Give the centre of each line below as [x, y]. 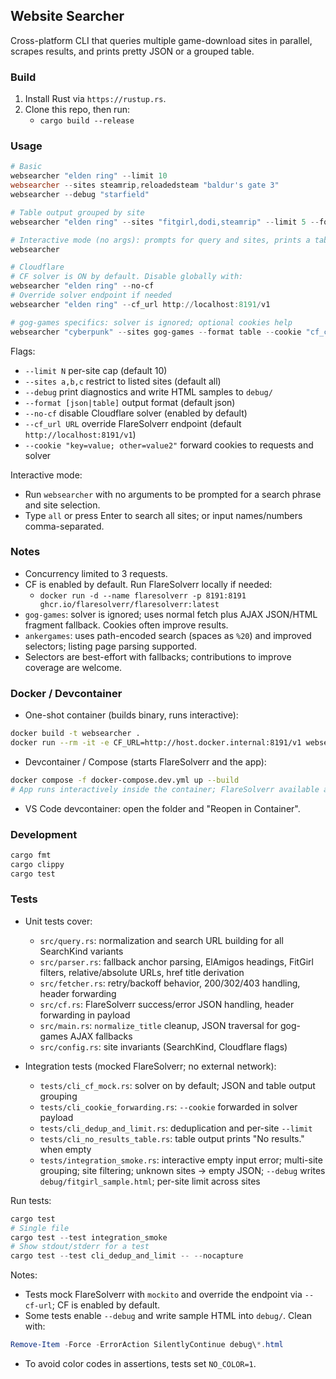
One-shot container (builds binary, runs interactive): [131, 715]
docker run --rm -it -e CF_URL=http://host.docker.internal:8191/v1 [156, 743]
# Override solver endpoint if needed [91, 295]
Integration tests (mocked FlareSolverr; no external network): [150, 1066]
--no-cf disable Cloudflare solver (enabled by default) [136, 413]
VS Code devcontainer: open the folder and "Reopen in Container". [162, 808]
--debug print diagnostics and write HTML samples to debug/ [148, 391]
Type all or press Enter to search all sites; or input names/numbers [163, 515]
